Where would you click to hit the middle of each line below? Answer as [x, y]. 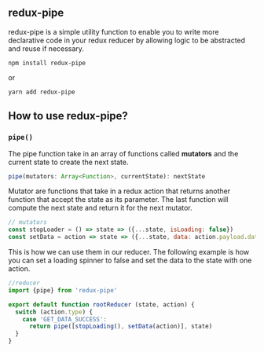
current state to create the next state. [68, 162]
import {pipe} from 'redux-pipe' [63, 290]
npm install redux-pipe [47, 63]
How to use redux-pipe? [68, 116]
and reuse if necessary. [46, 48]
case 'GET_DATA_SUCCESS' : [65, 319]
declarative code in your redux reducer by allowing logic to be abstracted [127, 40]
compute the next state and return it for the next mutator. [100, 208]
